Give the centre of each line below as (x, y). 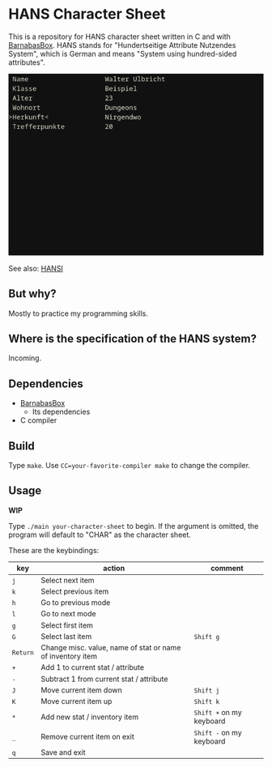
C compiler (38, 420)
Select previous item (74, 591)
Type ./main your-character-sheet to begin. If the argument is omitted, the (134, 526)
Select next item (67, 580)
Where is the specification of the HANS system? (133, 339)
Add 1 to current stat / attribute (92, 667)
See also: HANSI (36, 268)
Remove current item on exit (87, 737)
